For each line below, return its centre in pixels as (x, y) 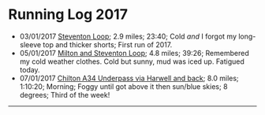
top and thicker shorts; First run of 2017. (108, 44)
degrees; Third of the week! (65, 95)
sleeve (30, 44)
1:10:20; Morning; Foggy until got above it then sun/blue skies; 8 (123, 86)
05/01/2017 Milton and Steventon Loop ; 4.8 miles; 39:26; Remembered (134, 53)
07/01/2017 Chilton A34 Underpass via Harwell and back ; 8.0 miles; (129, 78)
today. (30, 69)
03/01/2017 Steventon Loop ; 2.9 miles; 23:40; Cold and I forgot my (128, 36)
